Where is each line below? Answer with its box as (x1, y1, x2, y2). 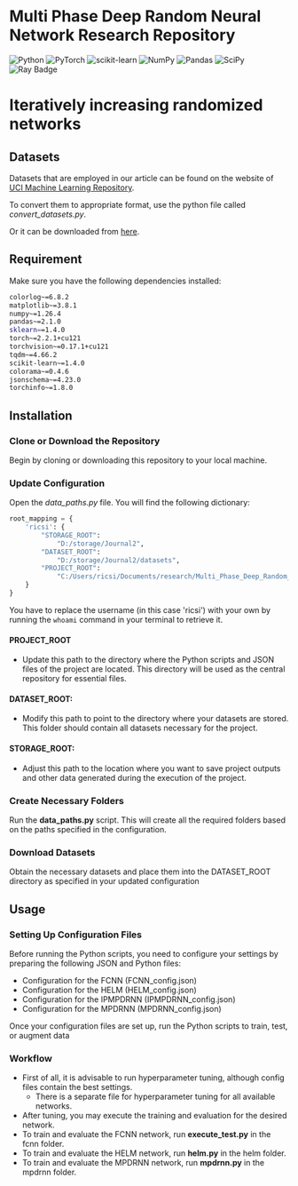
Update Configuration (9, 477, 106, 490)
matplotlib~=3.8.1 (9, 300, 77, 310)
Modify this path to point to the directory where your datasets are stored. (21, 713, 289, 724)
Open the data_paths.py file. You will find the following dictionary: (9, 497, 250, 508)
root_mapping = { (9, 514, 74, 523)
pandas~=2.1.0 (9, 317, 62, 326)
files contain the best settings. (21, 1082, 133, 1093)
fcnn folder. (21, 1139, 65, 1150)
